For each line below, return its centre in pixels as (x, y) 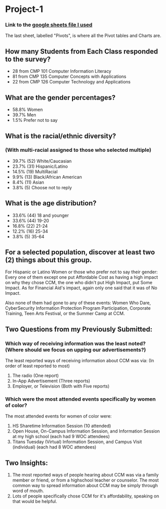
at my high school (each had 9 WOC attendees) (61, 437)
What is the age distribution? (51, 203)
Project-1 (24, 9)
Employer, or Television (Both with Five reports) (61, 386)
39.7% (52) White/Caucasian (42, 161)
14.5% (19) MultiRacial (35, 171)
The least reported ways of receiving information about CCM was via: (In (80, 361)
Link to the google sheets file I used (49, 25)
